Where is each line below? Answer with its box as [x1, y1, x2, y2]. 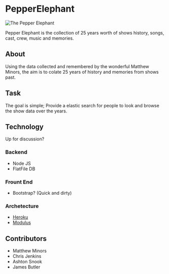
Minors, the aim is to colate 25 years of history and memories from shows [5, 69, 159, 75]
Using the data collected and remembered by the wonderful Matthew [5, 63, 149, 69]
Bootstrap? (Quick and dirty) [12, 190, 72, 196]
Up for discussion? [5, 136, 45, 142]
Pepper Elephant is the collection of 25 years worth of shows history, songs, [5, 29, 164, 36]
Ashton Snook [12, 259, 42, 265]
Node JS [12, 160, 31, 166]
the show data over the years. [5, 108, 67, 114]
